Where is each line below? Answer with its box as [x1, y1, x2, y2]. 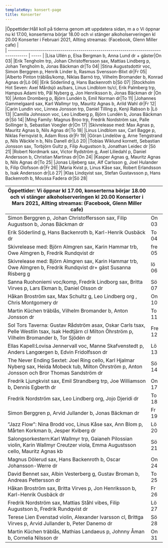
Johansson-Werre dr [7, 462, 57, 469]
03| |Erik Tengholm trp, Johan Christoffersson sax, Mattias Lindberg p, [5, 58, 151, 64]
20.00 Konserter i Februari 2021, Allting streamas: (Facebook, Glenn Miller [5, 36, 158, 43]
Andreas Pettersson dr [7, 476, 61, 483]
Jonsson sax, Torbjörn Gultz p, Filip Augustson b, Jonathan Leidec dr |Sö [5, 143, 156, 149]
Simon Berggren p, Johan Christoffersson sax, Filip [7, 214, 127, 221]
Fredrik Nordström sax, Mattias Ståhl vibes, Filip [7, 499, 120, 506]
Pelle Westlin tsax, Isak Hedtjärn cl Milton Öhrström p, [7, 328, 133, 335]
